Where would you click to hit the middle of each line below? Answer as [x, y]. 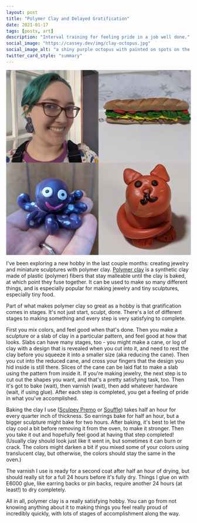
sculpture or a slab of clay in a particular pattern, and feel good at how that [96, 336]
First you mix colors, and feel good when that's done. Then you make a [92, 329]
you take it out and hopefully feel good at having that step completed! [90, 434]
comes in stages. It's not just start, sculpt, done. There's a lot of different [94, 312]
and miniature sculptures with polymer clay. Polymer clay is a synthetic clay [97, 269]
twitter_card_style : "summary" [44, 56]
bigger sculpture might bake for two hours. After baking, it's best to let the [96, 422]
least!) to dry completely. [36, 490]
